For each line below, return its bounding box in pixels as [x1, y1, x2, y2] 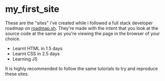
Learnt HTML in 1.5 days [12, 45, 62, 51]
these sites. [5, 71, 29, 77]
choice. [5, 36, 21, 42]
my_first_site [5, 3, 59, 15]
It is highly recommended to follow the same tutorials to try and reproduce [5, 66, 158, 72]
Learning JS [12, 56, 37, 62]
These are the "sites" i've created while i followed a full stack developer [5, 20, 153, 26]
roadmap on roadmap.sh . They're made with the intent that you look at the [5, 25, 158, 31]
